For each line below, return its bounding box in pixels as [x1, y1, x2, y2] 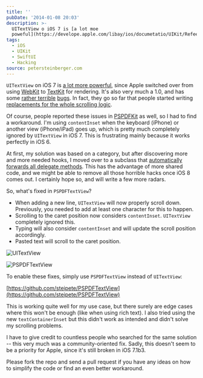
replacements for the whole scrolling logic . [6, 101, 113, 108]
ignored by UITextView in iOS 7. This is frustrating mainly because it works [6, 132, 190, 139]
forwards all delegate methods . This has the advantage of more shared [6, 163, 183, 170]
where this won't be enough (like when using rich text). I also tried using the [6, 309, 195, 316]
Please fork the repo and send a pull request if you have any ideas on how [6, 358, 191, 366]
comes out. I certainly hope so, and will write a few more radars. [6, 176, 166, 183]
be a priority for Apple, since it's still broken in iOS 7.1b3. [6, 347, 146, 354]
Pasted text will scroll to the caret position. [14, 238, 121, 245]
